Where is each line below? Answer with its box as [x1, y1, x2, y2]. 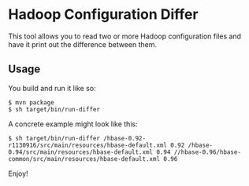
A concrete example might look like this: [8, 119, 138, 129]
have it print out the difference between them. [8, 39, 158, 49]
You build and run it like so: [8, 83, 96, 93]
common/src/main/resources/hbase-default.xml [8, 155, 160, 162]
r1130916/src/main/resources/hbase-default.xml [8, 141, 168, 149]
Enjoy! [8, 169, 29, 178]
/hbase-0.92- [103, 134, 147, 142]
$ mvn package [8, 98, 55, 107]
